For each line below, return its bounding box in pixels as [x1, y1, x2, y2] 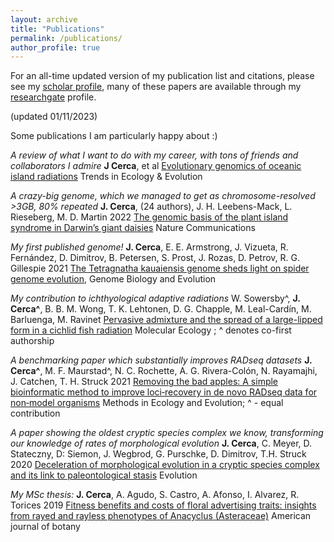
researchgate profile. [10, 91, 97, 103]
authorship [10, 335, 55, 347]
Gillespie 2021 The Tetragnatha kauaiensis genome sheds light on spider [10, 262, 310, 275]
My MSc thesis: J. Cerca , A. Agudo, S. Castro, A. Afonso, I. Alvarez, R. [10, 489, 300, 501]
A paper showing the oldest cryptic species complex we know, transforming [10, 427, 324, 439]
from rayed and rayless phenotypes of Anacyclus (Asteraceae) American [10, 510, 312, 522]
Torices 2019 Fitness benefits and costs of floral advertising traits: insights [10, 499, 317, 511]
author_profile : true [10, 42, 101, 53]
